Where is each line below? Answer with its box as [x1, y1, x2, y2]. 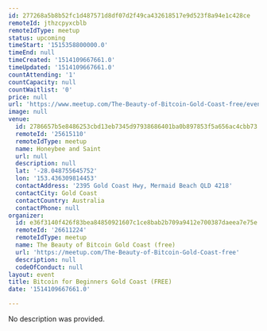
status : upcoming [8, 33, 66, 42]
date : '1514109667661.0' [8, 286, 91, 294]
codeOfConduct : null [15, 263, 83, 271]
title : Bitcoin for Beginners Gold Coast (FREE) [8, 278, 172, 286]
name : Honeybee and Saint [15, 145, 102, 153]
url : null [15, 152, 48, 160]
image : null [8, 108, 48, 116]
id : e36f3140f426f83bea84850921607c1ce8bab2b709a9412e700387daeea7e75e [15, 219, 258, 227]
